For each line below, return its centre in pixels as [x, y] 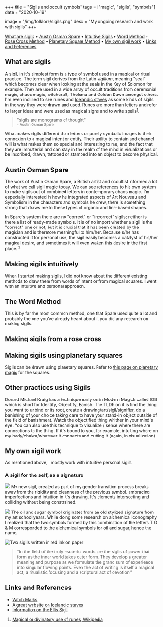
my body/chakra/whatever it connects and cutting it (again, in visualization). [81, 436]
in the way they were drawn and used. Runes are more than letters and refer [81, 105]
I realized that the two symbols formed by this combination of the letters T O [81, 522]
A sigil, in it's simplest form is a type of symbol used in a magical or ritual [78, 74]
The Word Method [33, 302]
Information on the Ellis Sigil [40, 610]
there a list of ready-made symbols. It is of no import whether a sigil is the [79, 222]
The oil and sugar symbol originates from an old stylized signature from [82, 512]
